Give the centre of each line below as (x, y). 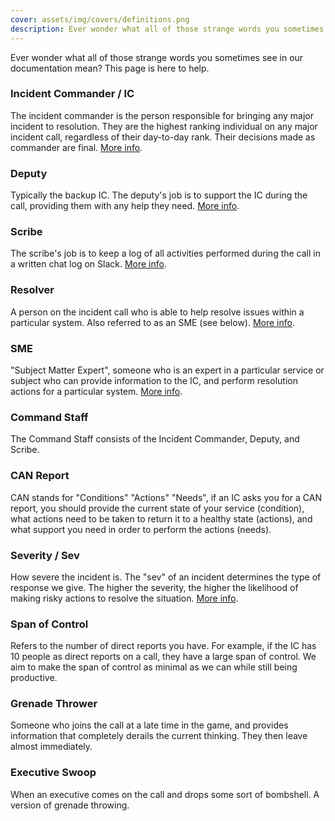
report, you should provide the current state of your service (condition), (157, 508)
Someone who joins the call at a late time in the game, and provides (149, 725)
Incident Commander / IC (72, 94)
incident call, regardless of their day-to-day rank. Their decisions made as (163, 137)
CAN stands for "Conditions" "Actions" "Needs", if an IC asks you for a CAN (166, 497)
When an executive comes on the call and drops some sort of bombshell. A (165, 794)
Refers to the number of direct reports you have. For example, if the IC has (163, 646)
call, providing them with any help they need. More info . (125, 206)
